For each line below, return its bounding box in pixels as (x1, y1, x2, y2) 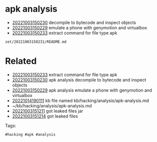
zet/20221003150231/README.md (5, 39, 67, 44)
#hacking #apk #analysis (5, 132, 56, 137)
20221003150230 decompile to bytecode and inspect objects (12, 20, 136, 25)
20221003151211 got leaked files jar (12, 108, 83, 114)
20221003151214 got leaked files (12, 113, 78, 119)
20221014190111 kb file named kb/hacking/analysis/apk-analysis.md (12, 98, 149, 103)
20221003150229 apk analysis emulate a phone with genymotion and (12, 87, 153, 93)
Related (5, 56, 37, 67)
